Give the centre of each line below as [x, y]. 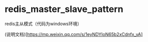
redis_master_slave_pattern [64, 9]
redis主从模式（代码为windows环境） [43, 23]
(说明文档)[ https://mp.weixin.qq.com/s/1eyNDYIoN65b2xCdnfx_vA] [74, 34]
